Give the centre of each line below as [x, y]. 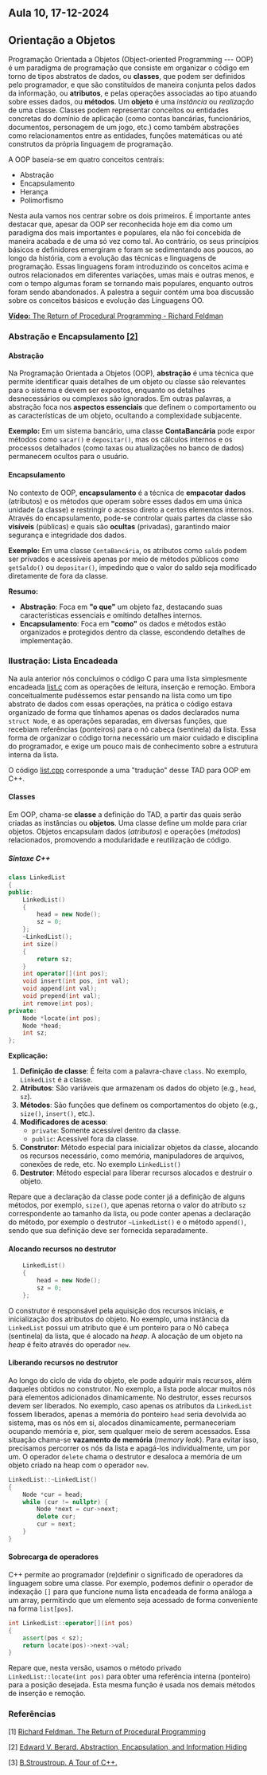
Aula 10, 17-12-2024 [59, 13]
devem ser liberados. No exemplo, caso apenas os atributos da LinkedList [130, 1405]
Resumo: [23, 591]
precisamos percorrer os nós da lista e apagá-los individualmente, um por [129, 1448]
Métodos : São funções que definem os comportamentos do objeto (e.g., [139, 1105]
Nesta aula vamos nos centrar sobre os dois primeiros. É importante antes [130, 216]
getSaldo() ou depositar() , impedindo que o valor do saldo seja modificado [132, 567]
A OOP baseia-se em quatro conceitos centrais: [86, 159]
